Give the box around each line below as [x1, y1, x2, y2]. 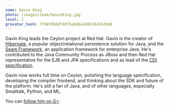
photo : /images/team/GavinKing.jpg [5, 12, 81, 17]
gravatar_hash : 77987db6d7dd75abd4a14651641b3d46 [5, 21, 113, 27]
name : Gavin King [5, 7, 42, 13]
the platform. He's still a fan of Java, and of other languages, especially [5, 83, 155, 89]
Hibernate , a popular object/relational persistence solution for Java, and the [5, 41, 164, 47]
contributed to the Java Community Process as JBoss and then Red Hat [5, 52, 156, 58]
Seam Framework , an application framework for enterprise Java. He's [5, 46, 151, 52]
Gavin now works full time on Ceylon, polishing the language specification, [5, 72, 162, 79]
